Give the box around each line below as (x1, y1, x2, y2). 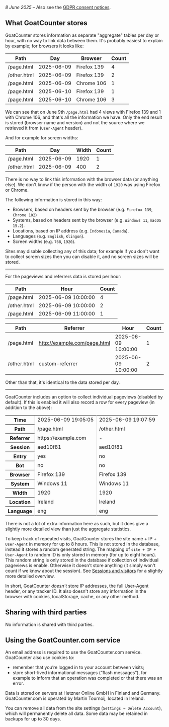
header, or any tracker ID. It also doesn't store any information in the (5, 588, 147, 594)
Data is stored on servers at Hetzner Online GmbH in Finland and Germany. (5, 690, 161, 696)
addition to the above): (5, 405, 52, 411)
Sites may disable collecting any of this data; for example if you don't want (5, 248, 160, 254)
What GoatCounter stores (5, 19, 88, 27)
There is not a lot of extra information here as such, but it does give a (5, 520, 148, 526)
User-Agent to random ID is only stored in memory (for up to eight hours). (5, 551, 156, 557)
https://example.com (37, 434, 87, 441)
